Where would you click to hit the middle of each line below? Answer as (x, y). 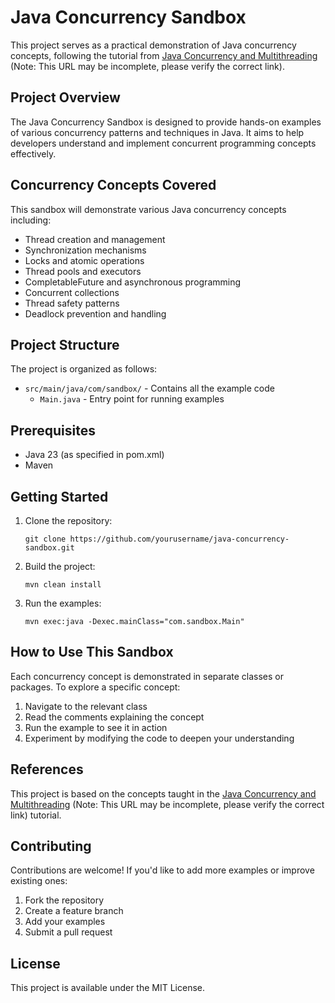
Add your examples (65, 922)
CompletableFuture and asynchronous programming (133, 282)
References (47, 769)
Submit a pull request (68, 932)
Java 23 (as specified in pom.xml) (94, 455)
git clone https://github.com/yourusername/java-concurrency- (157, 539)
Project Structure (65, 344)
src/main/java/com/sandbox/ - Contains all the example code (149, 388)
